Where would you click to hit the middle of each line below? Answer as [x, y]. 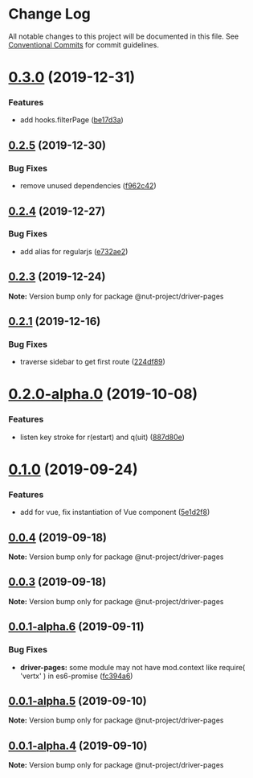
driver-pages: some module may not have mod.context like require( [133, 667]
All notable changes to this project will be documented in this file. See [124, 36]
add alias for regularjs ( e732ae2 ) [74, 251]
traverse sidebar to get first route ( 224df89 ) [93, 362]
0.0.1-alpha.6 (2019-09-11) [76, 627]
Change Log [49, 14]
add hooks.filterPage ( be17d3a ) [72, 120]
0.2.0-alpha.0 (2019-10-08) [103, 394]
